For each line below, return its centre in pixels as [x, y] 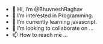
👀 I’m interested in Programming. [52, 15]
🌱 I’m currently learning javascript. [55, 22]
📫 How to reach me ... [40, 35]
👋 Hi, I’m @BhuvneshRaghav [47, 9]
